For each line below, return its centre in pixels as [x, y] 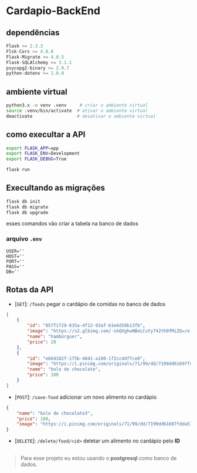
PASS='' [16, 267]
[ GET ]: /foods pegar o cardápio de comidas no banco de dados [90, 304]
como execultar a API [46, 134]
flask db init [23, 201]
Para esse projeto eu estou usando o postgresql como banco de [98, 458]
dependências [33, 33]
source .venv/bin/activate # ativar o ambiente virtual [77, 111]
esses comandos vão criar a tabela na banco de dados [72, 224]
